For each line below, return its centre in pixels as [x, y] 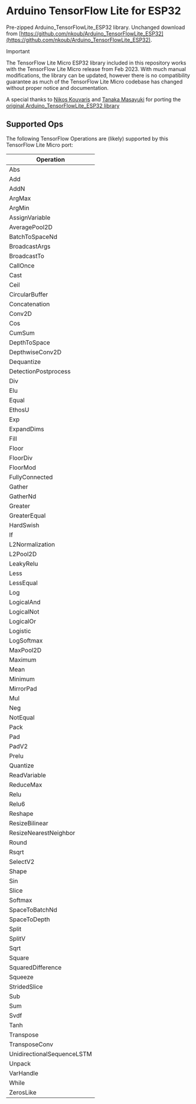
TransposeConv [31, 1044]
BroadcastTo [27, 256]
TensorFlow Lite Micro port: [40, 145]
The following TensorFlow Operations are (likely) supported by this [87, 138]
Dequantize [25, 361]
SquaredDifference [35, 967]
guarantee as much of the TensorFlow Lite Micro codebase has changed [94, 82]
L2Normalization [32, 544]
